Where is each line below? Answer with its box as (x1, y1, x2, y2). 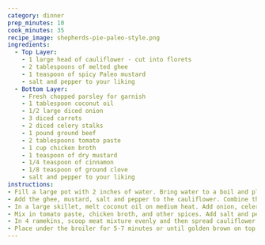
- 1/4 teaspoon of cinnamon (21, 159, 114, 167)
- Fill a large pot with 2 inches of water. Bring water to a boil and (7, 187, 248, 196)
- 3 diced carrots (21, 115, 82, 122)
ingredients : (7, 41, 51, 49)
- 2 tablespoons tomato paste (21, 136, 122, 145)
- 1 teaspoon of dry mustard (21, 151, 118, 159)
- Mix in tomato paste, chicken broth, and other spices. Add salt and (7, 210, 248, 218)
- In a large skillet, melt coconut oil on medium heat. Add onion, (7, 202, 238, 210)
